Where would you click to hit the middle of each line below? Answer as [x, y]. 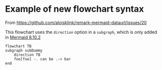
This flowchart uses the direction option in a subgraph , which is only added [81, 32]
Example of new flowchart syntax [75, 9]
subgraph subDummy [24, 50]
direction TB [27, 55]
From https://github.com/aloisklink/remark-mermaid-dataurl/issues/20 [76, 23]
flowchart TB [18, 46]
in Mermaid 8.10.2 [23, 37]
